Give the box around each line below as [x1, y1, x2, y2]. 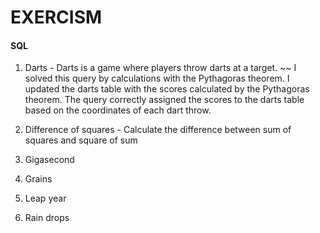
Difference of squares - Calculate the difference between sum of [24, 124, 292, 136]
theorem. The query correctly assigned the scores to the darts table [24, 94, 305, 106]
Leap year [24, 192, 67, 205]
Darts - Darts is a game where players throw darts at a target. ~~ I [24, 62, 297, 74]
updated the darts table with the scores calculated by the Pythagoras [24, 83, 310, 95]
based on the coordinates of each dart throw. [24, 104, 212, 116]
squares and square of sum [24, 134, 138, 146]
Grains [24, 173, 53, 185]
